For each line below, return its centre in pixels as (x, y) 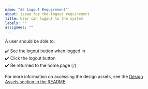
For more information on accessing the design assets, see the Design (74, 77)
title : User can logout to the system (44, 18)
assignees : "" (19, 28)
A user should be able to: (30, 41)
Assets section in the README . (36, 82)
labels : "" (16, 23)
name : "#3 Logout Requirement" (37, 9)
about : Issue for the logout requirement (47, 14)
